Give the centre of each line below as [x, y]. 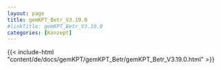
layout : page [26, 13]
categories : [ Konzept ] [40, 33]
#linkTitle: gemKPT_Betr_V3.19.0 [55, 26]
